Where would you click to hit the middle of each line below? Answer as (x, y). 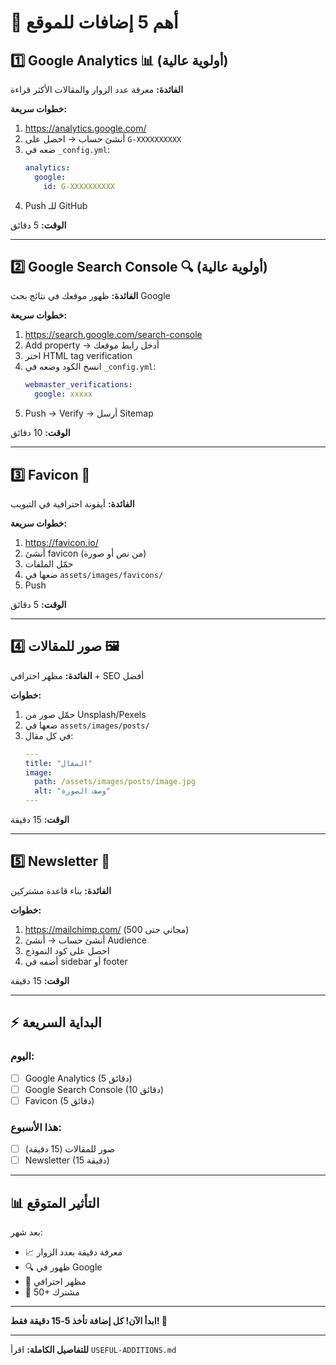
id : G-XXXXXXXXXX (79, 186)
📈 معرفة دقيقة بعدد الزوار (73, 1252)
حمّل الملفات (49, 564)
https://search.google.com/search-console (113, 335)
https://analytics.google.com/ (85, 128)
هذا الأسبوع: (36, 1127)
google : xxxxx (63, 394)
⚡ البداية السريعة (56, 1022)
